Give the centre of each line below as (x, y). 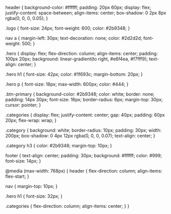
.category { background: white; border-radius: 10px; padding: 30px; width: (83, 130)
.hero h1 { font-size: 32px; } (34, 196)
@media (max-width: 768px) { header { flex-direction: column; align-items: (84, 171)
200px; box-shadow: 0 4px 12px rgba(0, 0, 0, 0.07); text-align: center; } (80, 136)
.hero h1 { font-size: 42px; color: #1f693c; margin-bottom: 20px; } (74, 74)
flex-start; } (17, 176)
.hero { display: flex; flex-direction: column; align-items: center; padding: (82, 53)
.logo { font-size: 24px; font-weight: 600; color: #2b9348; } (68, 28)
